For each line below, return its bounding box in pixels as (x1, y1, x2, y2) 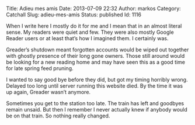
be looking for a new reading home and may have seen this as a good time (6, 58, 186, 65)
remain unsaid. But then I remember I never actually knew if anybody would (6, 106, 188, 113)
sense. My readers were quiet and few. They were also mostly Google (6, 29, 174, 36)
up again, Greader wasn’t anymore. (6, 89, 91, 95)
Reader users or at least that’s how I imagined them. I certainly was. (6, 35, 169, 41)
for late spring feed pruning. (6, 65, 74, 72)
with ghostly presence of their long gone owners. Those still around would (6, 53, 185, 59)
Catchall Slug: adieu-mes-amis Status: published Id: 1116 (6, 11, 142, 18)
